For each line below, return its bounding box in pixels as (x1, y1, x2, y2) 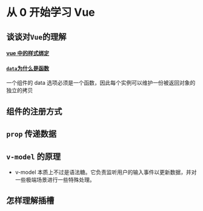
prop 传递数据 (6, 129, 56, 139)
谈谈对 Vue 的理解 (6, 32, 67, 42)
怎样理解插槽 (6, 195, 55, 206)
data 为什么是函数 (6, 64, 50, 72)
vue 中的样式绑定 (6, 50, 50, 57)
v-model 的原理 (6, 151, 61, 161)
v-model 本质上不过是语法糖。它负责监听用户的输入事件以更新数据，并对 (15, 168, 197, 176)
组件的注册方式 (6, 106, 62, 116)
